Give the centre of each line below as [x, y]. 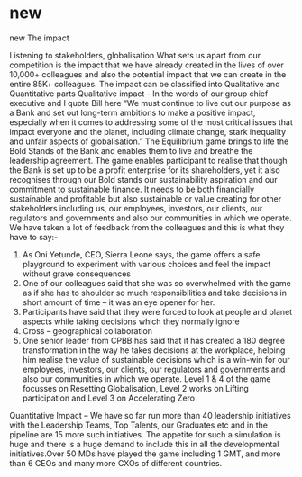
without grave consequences [76, 274]
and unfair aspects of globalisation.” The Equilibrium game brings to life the [149, 141]
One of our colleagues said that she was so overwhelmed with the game [156, 283]
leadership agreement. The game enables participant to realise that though [148, 160]
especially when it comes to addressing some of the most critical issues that [151, 122]
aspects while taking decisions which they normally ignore [131, 321]
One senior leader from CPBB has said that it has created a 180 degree [154, 340]
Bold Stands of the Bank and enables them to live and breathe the [131, 150]
